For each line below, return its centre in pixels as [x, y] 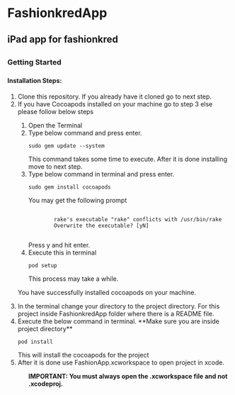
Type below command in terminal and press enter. [101, 174]
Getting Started [34, 62]
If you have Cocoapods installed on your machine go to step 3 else [115, 104]
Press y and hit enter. [59, 245]
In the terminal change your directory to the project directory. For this [119, 306]
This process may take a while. [73, 279]
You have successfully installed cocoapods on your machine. [107, 292]
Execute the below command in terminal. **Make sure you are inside [118, 321]
